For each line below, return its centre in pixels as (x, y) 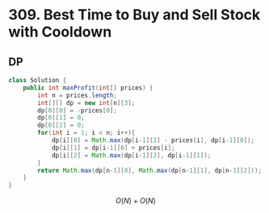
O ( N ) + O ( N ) (136, 201)
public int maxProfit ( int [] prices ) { (88, 88)
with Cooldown (60, 32)
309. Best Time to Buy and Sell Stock (134, 15)
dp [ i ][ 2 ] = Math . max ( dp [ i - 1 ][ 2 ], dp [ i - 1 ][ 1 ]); (131, 155)
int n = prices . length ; (77, 95)
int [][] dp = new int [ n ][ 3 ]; (86, 102)
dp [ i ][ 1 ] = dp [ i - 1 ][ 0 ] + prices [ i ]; (113, 148)
